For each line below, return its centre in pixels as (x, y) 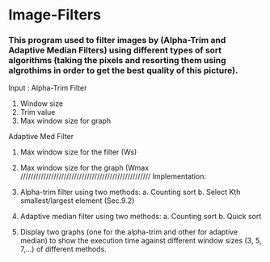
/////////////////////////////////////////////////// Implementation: (113, 176)
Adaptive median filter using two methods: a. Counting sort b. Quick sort (141, 217)
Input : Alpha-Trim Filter (48, 88)
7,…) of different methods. (63, 249)
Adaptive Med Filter (41, 137)
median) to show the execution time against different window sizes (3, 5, (141, 241)
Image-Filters (55, 15)
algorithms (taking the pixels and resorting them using (117, 61)
